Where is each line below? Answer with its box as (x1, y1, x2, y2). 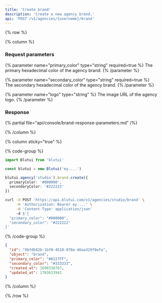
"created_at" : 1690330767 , (9, 265, 64, 270)
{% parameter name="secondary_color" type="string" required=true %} (5, 76, 150, 83)
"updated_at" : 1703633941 (9, 270, 62, 275)
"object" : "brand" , (9, 252, 49, 257)
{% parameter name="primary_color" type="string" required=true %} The (5, 62, 153, 68)
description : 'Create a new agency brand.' (5, 12, 95, 17)
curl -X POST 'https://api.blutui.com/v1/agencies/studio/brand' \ (5, 198, 145, 203)
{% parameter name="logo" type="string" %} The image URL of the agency (5, 91, 157, 97)
